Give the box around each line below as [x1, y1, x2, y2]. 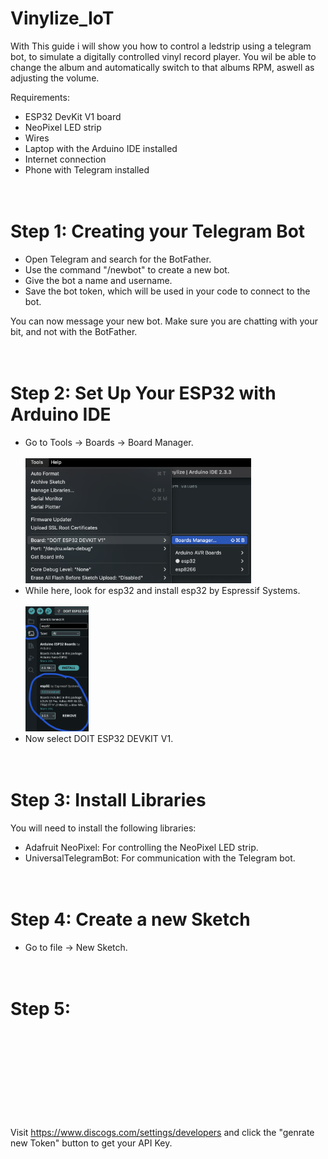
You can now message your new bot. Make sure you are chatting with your [10, 315, 319, 327]
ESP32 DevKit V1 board [24, 110, 122, 122]
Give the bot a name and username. [24, 274, 173, 286]
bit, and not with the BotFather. [10, 325, 138, 337]
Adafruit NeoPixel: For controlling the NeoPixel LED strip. [24, 841, 259, 853]
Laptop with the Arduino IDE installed [24, 142, 178, 154]
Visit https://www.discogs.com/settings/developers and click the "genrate [10, 1126, 315, 1138]
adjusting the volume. [10, 72, 100, 84]
